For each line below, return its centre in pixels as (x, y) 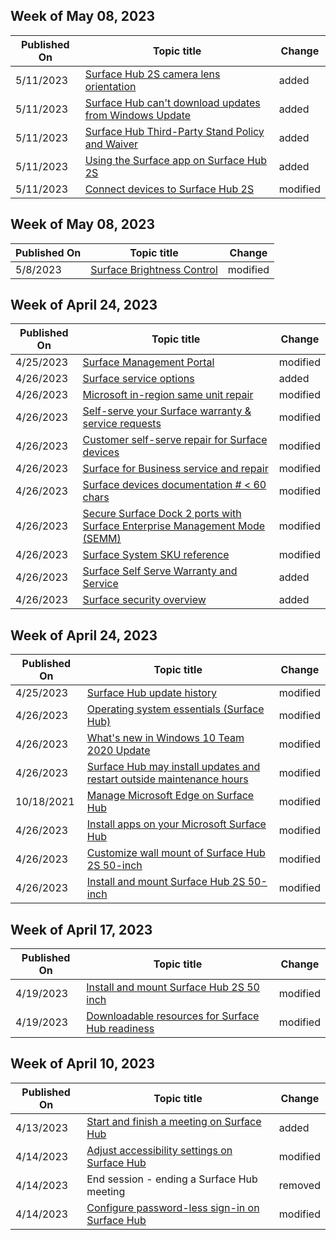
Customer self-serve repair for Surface (175, 440)
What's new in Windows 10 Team (165, 738)
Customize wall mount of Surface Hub (176, 853)
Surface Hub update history (152, 693)
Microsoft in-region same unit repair (168, 395)
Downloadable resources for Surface (173, 1016)
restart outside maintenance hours (167, 779)
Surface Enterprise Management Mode (174, 526)
